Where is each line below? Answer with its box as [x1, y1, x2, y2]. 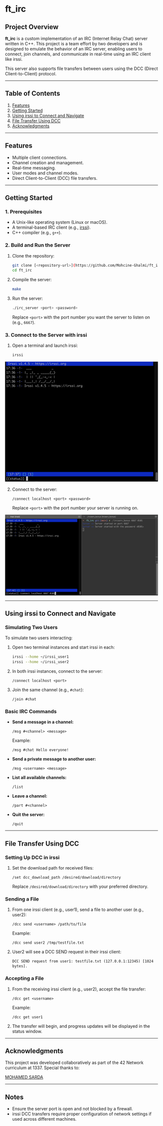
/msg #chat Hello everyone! [12, 748, 69, 752]
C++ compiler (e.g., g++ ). [12, 230, 62, 236]
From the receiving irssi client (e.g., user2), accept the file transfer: [12, 986, 146, 992]
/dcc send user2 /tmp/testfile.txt [12, 940, 84, 945]
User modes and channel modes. [12, 170, 79, 176]
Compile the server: [12, 277, 52, 283]
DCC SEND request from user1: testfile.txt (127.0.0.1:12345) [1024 [12, 959, 154, 964]
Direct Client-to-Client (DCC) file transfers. [12, 175, 98, 181]
